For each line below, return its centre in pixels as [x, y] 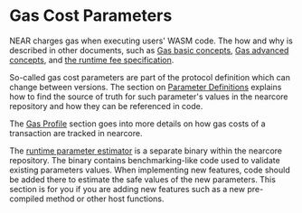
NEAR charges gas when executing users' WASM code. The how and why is [151, 41]
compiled [27, 199]
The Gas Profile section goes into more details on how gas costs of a [137, 124]
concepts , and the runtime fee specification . [92, 60]
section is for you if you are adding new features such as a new [127, 189]
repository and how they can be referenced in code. [106, 106]
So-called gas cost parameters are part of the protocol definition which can [150, 77]
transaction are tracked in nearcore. [76, 133]
